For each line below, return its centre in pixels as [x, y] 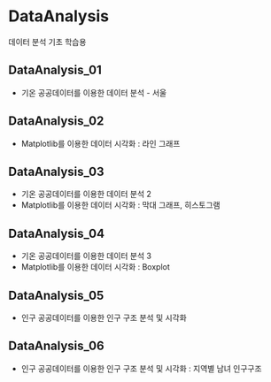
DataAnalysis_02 [56, 121]
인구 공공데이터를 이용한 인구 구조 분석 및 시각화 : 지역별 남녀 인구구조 [141, 368]
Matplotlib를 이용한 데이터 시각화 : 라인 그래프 [101, 143]
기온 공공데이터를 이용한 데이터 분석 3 [86, 256]
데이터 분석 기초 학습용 [47, 42]
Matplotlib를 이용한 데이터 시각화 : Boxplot [95, 267]
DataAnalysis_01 [55, 70]
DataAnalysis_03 [56, 171]
